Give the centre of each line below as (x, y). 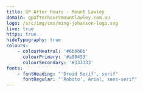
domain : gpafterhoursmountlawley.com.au (58, 18)
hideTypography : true (34, 40)
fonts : (15, 68)
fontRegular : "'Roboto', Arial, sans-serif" (80, 79)
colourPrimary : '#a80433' (55, 57)
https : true (21, 34)
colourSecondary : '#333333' (58, 62)
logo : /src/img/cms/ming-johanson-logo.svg (62, 23)
